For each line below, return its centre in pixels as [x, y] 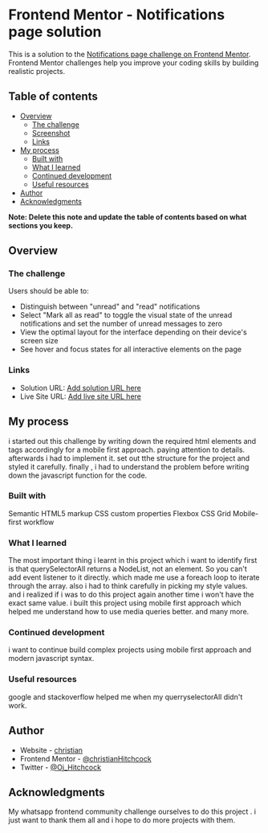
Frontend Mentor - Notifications [117, 15]
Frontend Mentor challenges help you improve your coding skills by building [134, 63]
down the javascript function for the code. [78, 475]
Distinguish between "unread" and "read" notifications [110, 306]
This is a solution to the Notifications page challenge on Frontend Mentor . [130, 54]
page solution [55, 32]
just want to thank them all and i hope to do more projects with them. [122, 820]
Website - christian [51, 750]
